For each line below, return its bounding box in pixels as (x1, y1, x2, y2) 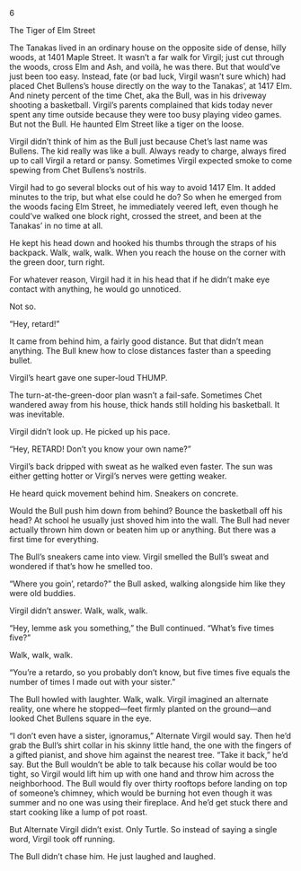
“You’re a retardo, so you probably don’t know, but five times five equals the (9, 667, 290, 677)
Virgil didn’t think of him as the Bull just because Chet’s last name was (9, 136, 268, 146)
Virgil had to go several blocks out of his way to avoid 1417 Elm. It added (9, 182, 276, 192)
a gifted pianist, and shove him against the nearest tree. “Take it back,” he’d (9, 750, 288, 760)
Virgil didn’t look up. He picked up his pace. (9, 427, 171, 436)
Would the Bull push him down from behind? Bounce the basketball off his (9, 506, 283, 515)
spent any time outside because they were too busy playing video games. (9, 110, 282, 119)
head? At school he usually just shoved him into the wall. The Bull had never (9, 515, 290, 525)
